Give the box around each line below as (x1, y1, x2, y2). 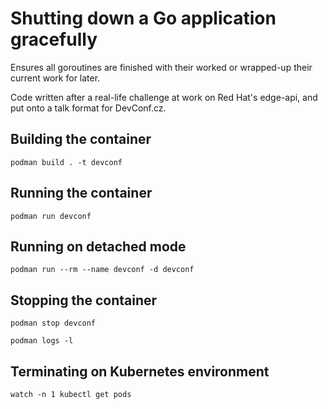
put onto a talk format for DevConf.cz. (10, 102, 167, 114)
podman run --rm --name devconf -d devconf (10, 265, 195, 275)
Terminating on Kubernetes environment (10, 363, 270, 380)
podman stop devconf (10, 318, 97, 329)
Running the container (10, 185, 153, 202)
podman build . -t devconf (10, 157, 123, 167)
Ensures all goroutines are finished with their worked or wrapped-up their (10, 61, 313, 73)
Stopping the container (10, 292, 158, 309)
